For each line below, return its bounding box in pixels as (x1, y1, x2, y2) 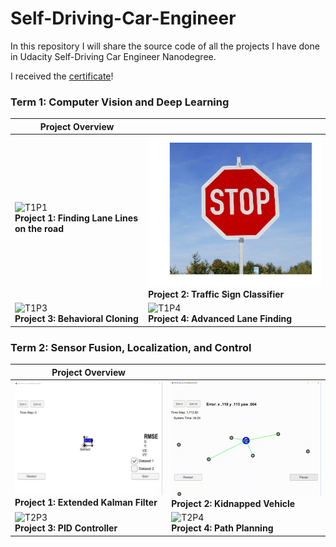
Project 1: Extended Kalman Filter (14, 497, 158, 509)
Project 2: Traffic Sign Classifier (148, 288, 285, 301)
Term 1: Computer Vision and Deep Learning (10, 95, 230, 109)
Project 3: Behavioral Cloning (14, 313, 139, 325)
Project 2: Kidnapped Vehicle (171, 497, 296, 509)
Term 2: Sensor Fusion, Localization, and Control (10, 340, 252, 354)
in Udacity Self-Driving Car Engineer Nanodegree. (10, 50, 217, 62)
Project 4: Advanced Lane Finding (148, 313, 293, 325)
